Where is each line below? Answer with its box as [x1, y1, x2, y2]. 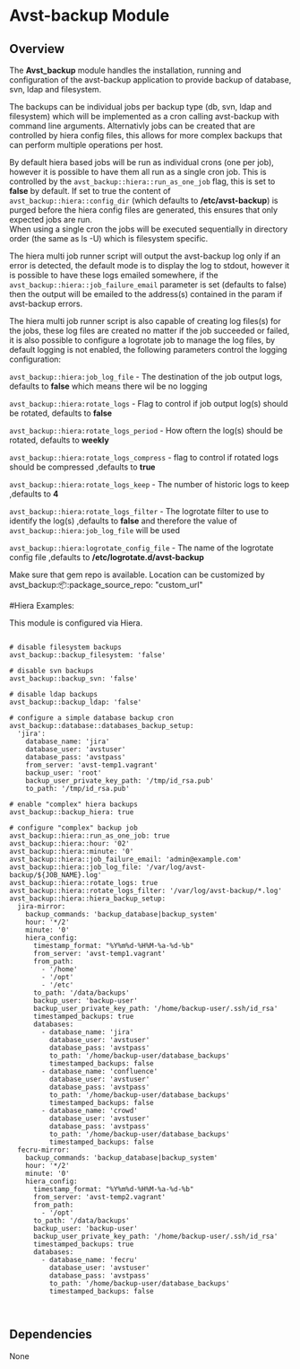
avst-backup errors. [9, 298, 83, 309]
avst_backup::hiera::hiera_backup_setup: [9, 894, 167, 903]
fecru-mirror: [17, 1145, 70, 1154]
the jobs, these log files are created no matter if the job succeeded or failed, [9, 325, 290, 336]
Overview [9, 41, 65, 57]
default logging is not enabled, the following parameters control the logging [9, 345, 288, 355]
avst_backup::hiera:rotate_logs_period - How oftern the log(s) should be [9, 426, 284, 435]
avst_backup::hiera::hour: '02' [9, 839, 130, 848]
